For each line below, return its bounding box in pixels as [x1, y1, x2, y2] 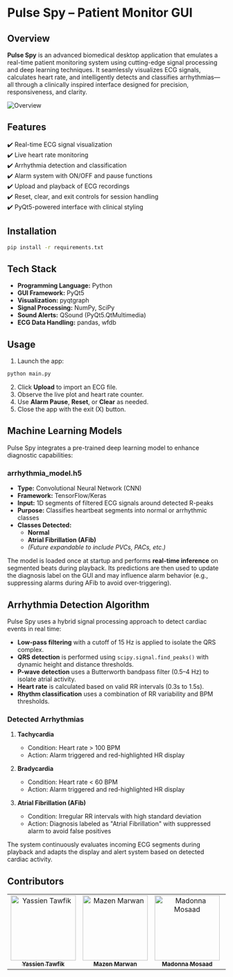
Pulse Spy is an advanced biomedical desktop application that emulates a [7, 51, 218, 59]
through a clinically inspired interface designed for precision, [15, 81, 189, 88]
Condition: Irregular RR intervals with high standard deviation [27, 812, 202, 821]
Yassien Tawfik [21, 960, 65, 968]
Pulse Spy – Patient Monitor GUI [7, 5, 193, 21]
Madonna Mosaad [162, 960, 213, 968]
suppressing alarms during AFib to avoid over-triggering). [7, 578, 172, 587]
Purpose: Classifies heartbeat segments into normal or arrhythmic [17, 506, 207, 515]
